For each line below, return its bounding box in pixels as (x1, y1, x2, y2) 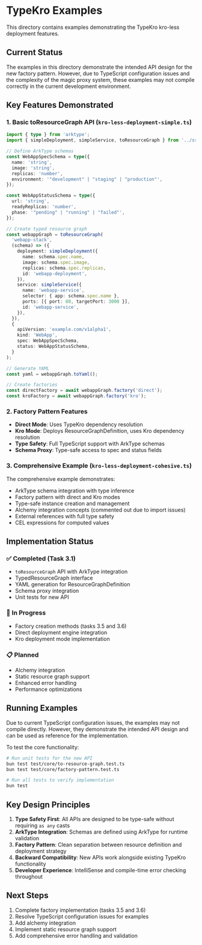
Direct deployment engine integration (14, 628, 108, 636)
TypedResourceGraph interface (14, 574, 93, 581)
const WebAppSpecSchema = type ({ (6, 154, 90, 160)
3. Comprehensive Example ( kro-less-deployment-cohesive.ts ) (6, 462, 192, 470)
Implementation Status (6, 536, 94, 547)
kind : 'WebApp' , (17, 332, 58, 338)
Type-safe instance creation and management (14, 500, 130, 507)
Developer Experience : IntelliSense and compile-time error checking (14, 866, 186, 873)
